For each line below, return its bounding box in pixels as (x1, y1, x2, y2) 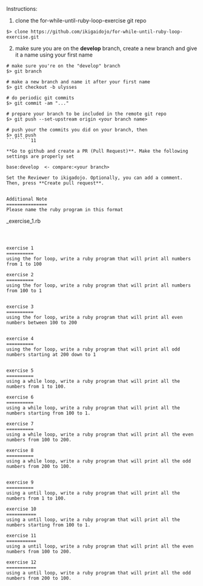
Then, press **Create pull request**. (6, 180, 104, 186)
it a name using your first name (15, 51, 93, 58)
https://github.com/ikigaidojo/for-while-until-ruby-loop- (30, 29, 183, 35)
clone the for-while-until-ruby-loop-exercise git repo (15, 17, 147, 24)
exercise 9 (6, 480, 34, 486)
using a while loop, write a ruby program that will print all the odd (6, 458, 191, 464)
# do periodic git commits (6, 95, 75, 101)
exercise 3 (6, 304, 34, 310)
